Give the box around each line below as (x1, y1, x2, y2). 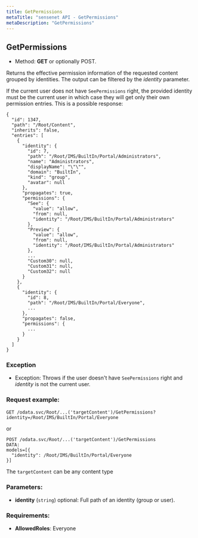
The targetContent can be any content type (6, 467, 113, 475)
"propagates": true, (21, 190, 73, 196)
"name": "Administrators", (27, 159, 95, 165)
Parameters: (6, 482, 43, 491)
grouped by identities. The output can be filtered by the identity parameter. (6, 76, 190, 83)
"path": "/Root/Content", (11, 122, 76, 129)
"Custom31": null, (27, 264, 73, 270)
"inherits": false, (11, 127, 60, 133)
